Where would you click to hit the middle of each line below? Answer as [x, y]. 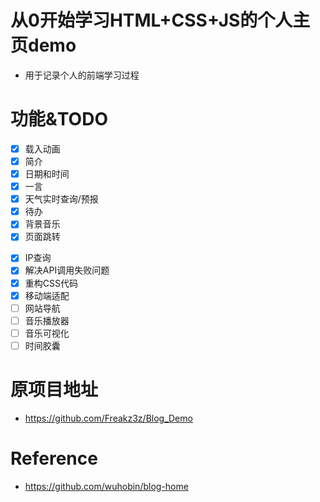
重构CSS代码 [51, 283]
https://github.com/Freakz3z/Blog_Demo [108, 418]
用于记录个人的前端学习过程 [82, 75]
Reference [54, 458]
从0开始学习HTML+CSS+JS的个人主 [160, 20]
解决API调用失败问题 [67, 270]
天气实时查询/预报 [61, 199]
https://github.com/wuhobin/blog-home [106, 486]
